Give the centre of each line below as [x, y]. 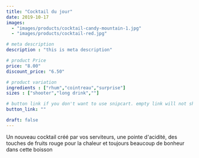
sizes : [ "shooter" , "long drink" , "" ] [53, 93]
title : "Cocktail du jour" [39, 12]
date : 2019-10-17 [28, 17]
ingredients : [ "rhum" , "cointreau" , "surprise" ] [66, 88]
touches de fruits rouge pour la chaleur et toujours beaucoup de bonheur [95, 143]
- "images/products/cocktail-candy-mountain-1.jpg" [77, 28]
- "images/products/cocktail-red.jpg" [60, 34]
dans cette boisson [30, 149]
